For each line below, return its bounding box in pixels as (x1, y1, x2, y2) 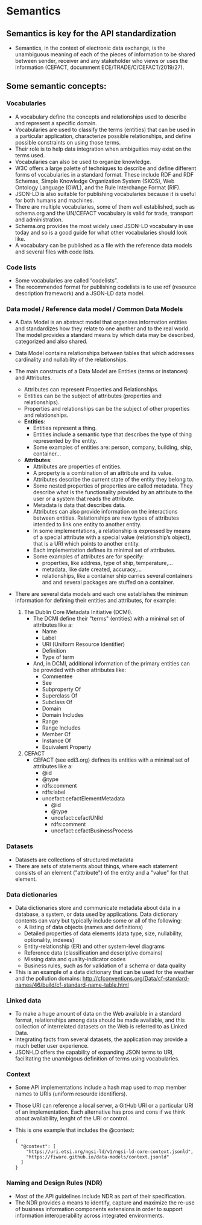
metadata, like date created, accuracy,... (42, 566, 142, 573)
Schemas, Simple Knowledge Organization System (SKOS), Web (14, 177, 175, 185)
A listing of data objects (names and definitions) (24, 923, 144, 930)
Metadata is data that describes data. (33, 501, 126, 509)
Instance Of (42, 737, 71, 745)
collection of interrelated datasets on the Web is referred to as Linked (14, 1023, 188, 1030)
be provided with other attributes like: (33, 667, 127, 674)
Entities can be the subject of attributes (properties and (24, 392, 162, 400)
